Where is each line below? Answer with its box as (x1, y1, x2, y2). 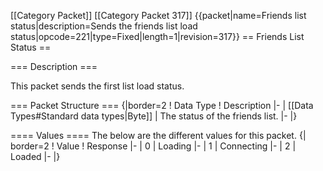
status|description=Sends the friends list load (10, 20, 198, 32)
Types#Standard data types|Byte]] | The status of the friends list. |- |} (10, 110, 298, 122)
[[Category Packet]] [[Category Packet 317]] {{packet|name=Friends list (10, 10, 307, 21)
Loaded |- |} (10, 151, 61, 162)
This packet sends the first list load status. (10, 80, 185, 92)
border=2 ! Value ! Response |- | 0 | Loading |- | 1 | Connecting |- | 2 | (10, 140, 297, 152)
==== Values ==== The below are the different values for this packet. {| (10, 130, 307, 141)
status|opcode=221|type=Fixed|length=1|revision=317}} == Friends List (10, 31, 305, 42)
